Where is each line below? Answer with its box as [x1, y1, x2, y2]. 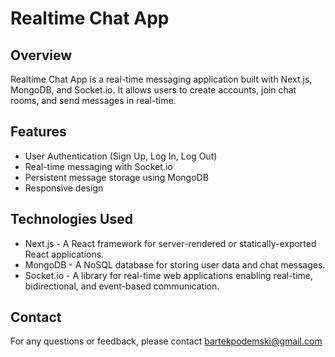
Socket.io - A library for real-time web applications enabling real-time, [24, 269, 314, 281]
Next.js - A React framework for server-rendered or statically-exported [24, 237, 317, 249]
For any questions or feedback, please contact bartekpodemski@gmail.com [10, 335, 323, 347]
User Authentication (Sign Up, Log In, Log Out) [24, 150, 218, 162]
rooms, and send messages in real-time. [10, 95, 177, 106]
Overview [10, 47, 73, 64]
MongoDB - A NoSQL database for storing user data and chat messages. [24, 258, 326, 271]
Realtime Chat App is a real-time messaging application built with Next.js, [10, 73, 313, 85]
